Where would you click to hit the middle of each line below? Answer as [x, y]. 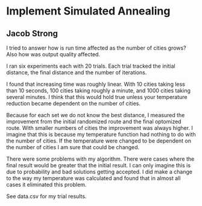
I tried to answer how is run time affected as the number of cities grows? [96, 48]
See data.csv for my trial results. [46, 196]
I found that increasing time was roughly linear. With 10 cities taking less [96, 84]
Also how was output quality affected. [53, 54]
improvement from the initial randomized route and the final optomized [94, 121]
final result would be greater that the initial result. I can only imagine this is [99, 165]
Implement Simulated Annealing [88, 11]
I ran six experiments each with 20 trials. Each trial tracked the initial [91, 66]
